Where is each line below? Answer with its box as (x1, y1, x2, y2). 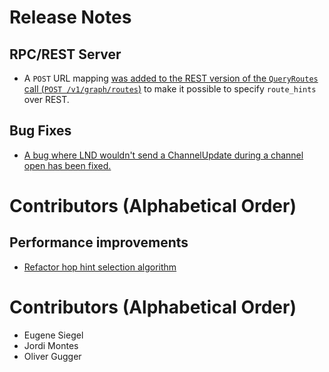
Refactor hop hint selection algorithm (23, 261, 177, 273)
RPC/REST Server (9, 46, 122, 63)
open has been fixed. (23, 159, 112, 171)
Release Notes (9, 6, 132, 29)
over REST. (23, 94, 70, 105)
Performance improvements (9, 234, 189, 251)
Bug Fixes (9, 122, 72, 140)
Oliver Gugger (23, 350, 82, 362)
